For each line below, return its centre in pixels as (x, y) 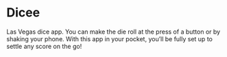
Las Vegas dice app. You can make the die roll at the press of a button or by (113, 32)
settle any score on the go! (44, 46)
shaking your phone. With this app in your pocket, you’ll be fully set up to (110, 38)
